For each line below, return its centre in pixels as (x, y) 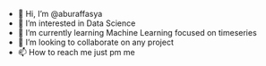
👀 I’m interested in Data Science (77, 23)
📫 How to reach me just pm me (77, 52)
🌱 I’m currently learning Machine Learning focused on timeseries (137, 33)
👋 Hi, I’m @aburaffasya (60, 14)
